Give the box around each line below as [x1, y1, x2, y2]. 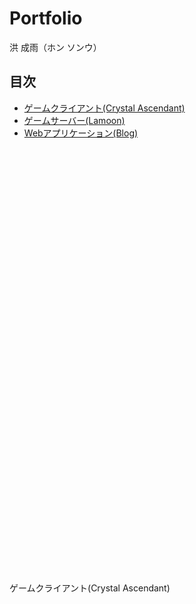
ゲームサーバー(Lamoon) [23, 114, 126, 126]
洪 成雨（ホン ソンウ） [9, 41, 102, 53]
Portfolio [9, 7, 83, 30]
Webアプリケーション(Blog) [23, 127, 139, 139]
